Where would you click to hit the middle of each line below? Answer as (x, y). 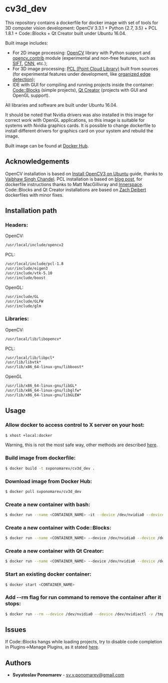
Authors (18, 663)
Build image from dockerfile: (40, 458)
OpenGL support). (31, 95)
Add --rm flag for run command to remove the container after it (83, 597)
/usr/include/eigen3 (27, 269)
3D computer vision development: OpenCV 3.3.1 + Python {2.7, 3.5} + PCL (81, 28)
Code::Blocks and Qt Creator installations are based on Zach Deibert (76, 190)
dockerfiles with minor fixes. (34, 195)
